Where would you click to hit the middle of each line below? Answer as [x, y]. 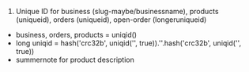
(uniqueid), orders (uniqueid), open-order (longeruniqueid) [111, 20]
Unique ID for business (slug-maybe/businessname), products [117, 11]
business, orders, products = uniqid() [76, 35]
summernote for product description [75, 59]
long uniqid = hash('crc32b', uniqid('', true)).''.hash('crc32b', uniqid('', [128, 43]
